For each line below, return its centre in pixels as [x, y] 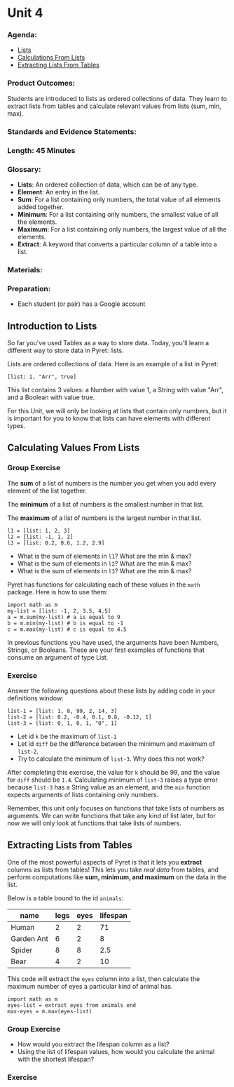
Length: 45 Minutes [41, 150]
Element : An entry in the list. [58, 192]
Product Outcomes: [41, 84]
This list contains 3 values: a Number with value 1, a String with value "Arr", [116, 389]
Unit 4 [25, 13]
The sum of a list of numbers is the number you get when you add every [112, 483]
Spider [22, 950]
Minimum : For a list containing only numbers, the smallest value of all [118, 214]
